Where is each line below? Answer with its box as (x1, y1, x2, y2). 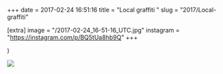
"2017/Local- (180, 6, 217, 14)
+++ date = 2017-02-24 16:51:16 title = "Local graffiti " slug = (7, 6, 179, 14)
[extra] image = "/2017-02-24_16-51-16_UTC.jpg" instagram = (7, 26, 180, 34)
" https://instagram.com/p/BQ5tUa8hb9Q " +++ (7, 33, 138, 41)
